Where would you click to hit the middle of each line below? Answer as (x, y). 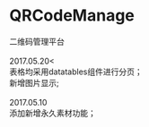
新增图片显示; (35, 82)
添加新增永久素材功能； (53, 113)
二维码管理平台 (37, 41)
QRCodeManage (72, 16)
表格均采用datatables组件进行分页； (76, 72)
